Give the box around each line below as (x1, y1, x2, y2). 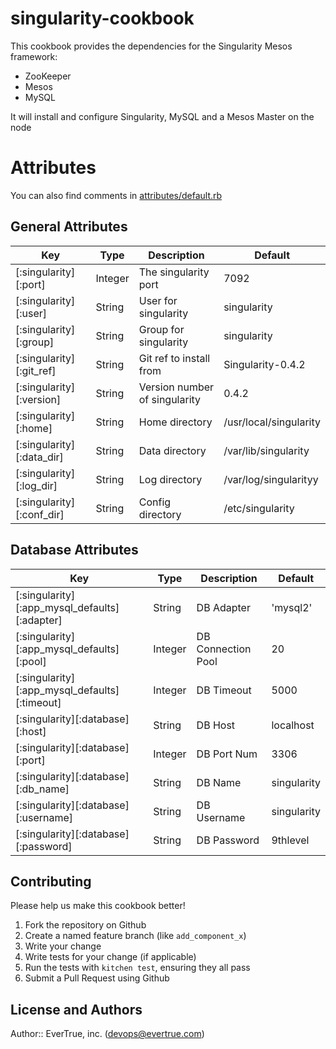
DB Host (196, 718, 236, 732)
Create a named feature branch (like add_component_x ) (24, 930, 247, 942)
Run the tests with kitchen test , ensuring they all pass (24, 962, 251, 974)
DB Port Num (196, 747, 258, 761)
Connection (196, 642, 252, 656)
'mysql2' (271, 600, 313, 614)
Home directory (138, 415, 213, 429)
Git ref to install (138, 351, 211, 365)
